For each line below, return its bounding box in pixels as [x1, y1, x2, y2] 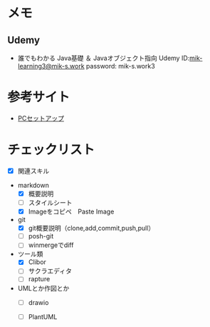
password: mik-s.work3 [85, 62, 155, 70]
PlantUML [28, 312, 58, 321]
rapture [28, 275, 51, 283]
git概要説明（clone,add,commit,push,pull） [28, 224, 155, 233]
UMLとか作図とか [17, 283, 70, 292]
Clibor [28, 258, 46, 266]
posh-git [28, 232, 54, 241]
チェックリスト [7, 142, 95, 158]
